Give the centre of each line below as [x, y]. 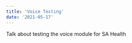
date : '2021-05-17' [30, 17]
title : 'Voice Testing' [35, 11]
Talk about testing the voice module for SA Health [66, 34]
